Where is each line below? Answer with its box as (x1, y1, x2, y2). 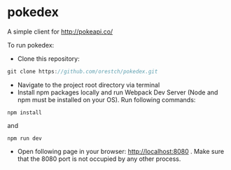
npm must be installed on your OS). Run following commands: (17, 95, 196, 104)
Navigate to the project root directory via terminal (17, 80, 160, 89)
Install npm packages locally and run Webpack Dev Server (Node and (17, 88, 218, 97)
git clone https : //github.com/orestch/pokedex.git (7, 68, 158, 75)
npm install (7, 109, 42, 116)
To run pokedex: (7, 41, 55, 49)
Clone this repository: (17, 54, 80, 63)
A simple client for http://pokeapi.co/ (7, 27, 113, 36)
